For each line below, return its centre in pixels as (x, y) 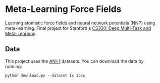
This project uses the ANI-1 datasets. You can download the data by (74, 61)
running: (14, 66)
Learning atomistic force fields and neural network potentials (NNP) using (80, 23)
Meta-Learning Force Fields (63, 9)
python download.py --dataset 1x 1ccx (45, 76)
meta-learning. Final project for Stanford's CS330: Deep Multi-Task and (78, 28)
